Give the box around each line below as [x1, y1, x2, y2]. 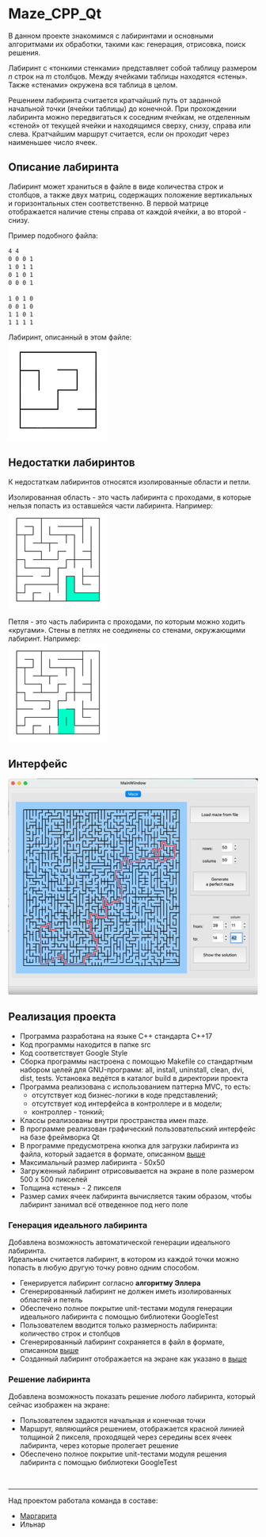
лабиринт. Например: [8, 634, 82, 643]
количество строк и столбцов [19, 1329, 120, 1339]
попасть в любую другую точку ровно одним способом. [8, 1263, 199, 1273]
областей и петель [19, 1295, 83, 1305]
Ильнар [19, 1520, 46, 1529]
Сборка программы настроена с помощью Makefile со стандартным [19, 1056, 253, 1066]
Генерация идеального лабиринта [8, 1219, 148, 1230]
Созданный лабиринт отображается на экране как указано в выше [19, 1354, 248, 1364]
